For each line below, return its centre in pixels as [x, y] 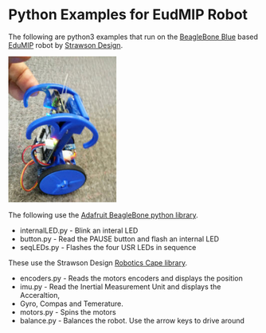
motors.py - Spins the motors [68, 311]
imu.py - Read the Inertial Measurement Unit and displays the [120, 286]
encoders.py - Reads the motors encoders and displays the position [131, 278]
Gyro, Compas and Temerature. [71, 304]
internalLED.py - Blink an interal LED [79, 230]
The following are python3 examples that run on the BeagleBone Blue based [133, 37]
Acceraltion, [40, 295]
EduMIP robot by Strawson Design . [66, 45]
